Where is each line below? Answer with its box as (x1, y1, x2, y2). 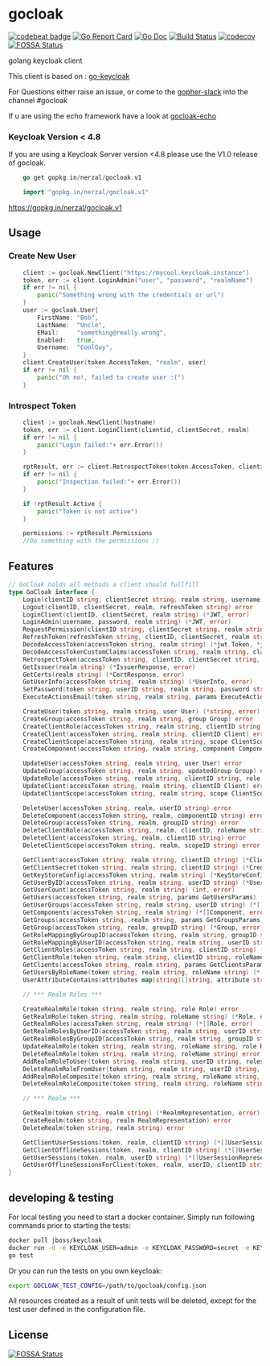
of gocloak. (8, 158, 46, 168)
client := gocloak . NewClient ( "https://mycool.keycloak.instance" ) (22, 268, 250, 276)
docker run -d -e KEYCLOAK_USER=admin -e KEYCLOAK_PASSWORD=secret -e (8, 1244, 250, 1252)
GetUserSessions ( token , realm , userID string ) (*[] (22, 1153, 199, 1161)
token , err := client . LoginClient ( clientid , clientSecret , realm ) (22, 426, 250, 434)
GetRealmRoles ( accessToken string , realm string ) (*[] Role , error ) (22, 1020, 253, 1028)
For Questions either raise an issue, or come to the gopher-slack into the (8, 86, 249, 97)
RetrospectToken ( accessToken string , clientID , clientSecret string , (22, 655, 261, 663)
